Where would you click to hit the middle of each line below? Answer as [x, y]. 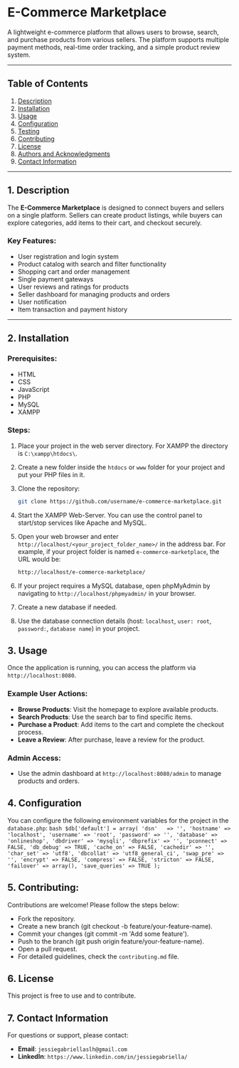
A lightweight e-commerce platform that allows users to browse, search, [113, 32]
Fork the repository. [47, 919]
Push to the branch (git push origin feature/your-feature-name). [111, 941]
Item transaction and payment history [73, 309]
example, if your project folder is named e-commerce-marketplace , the [118, 551]
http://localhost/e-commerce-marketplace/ [81, 572]
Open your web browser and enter [68, 536]
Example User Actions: [48, 694]
